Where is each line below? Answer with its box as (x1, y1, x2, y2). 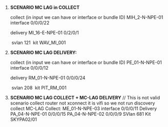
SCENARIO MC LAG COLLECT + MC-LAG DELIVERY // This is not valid (10, 95, 160, 100)
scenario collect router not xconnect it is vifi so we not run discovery (10, 100, 155, 106)
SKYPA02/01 (10, 116, 37, 122)
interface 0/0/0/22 (10, 20, 50, 26)
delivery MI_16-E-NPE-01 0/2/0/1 (10, 30, 79, 35)
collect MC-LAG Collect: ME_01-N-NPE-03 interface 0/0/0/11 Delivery (10, 105, 157, 112)
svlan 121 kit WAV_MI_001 (11, 39, 66, 46)
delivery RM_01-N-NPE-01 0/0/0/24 (10, 75, 86, 81)
